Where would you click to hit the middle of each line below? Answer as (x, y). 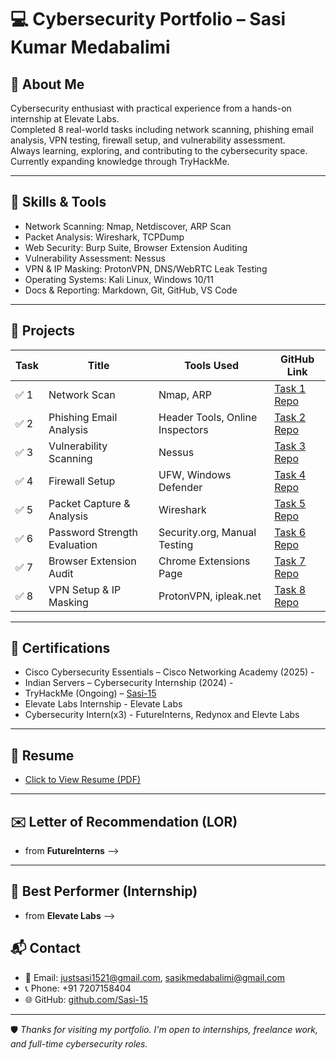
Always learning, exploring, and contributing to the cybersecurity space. (159, 150)
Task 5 (290, 503)
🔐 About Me (47, 84)
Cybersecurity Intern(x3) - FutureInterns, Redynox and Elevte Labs (162, 715)
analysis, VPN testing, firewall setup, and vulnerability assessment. (148, 140)
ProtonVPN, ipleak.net (210, 596)
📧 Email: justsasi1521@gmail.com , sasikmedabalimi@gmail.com (154, 977)
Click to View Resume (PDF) (83, 780)
